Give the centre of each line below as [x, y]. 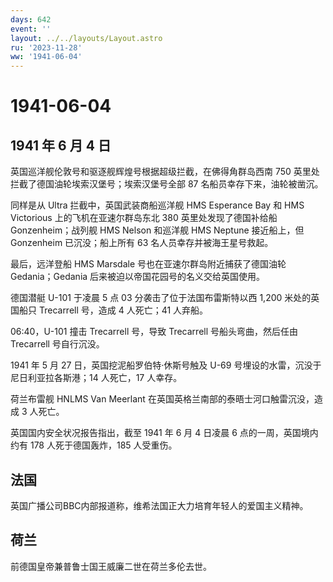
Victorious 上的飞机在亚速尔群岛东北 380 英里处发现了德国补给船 [144, 218]
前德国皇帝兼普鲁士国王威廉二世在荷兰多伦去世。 [111, 566]
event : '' [31, 29]
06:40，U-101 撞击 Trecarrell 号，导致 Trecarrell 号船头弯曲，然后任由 [154, 332]
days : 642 [31, 19]
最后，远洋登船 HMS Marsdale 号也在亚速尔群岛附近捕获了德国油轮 [148, 264]
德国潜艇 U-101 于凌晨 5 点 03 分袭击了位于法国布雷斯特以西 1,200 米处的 [161, 298]
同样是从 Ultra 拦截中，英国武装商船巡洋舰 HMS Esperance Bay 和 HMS [157, 205]
